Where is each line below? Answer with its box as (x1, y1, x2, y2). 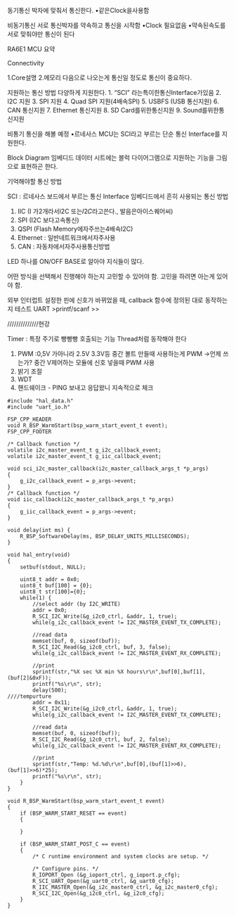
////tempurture (7, 693, 52, 700)
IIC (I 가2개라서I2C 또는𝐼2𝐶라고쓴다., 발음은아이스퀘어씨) (17, 207, 173, 215)
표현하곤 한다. (20, 163, 58, 170)
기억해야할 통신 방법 (7, 177, 62, 185)
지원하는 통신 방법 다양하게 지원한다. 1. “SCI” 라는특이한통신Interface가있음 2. (7, 89, 222, 96)
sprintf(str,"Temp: (32, 761, 90, 768)
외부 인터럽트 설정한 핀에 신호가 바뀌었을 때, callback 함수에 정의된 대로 (7, 296, 204, 304)
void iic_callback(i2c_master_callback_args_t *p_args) (7, 496, 174, 503)
